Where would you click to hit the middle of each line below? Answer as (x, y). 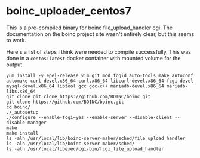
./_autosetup (22, 112)
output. (15, 65)
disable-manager (26, 123)
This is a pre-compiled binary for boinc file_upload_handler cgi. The (90, 28)
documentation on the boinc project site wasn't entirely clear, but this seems (100, 34)
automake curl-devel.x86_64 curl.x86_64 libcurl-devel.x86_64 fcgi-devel (100, 81)
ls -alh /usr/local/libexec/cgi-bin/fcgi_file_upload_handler (85, 149)
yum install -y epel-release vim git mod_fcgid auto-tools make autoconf (100, 75)
